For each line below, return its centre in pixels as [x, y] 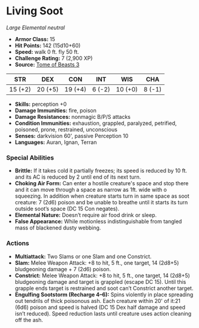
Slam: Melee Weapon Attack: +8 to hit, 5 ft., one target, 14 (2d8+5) [97, 263]
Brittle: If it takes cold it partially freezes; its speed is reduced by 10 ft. [101, 171]
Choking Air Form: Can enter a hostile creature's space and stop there [102, 183]
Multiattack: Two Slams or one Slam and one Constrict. [83, 256]
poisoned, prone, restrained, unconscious [66, 129]
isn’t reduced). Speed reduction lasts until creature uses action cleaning [103, 313]
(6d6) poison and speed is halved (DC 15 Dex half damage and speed [100, 307]
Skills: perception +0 [41, 104]
